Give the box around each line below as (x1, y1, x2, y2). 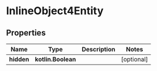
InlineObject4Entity (6, 4, 104, 18)
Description (81, 46, 116, 53)
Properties (6, 28, 46, 38)
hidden (9, 55, 30, 63)
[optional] (120, 55, 149, 63)
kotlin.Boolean (34, 55, 77, 63)
